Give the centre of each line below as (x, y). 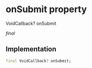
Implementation (31, 49)
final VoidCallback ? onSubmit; (38, 61)
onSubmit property (46, 9)
